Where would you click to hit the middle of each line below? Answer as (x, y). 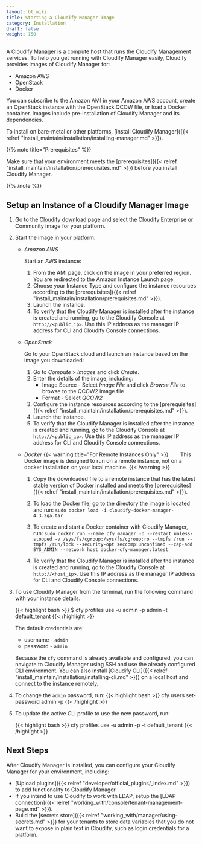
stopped (43, 539)
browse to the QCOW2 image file (83, 391)
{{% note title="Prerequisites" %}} (49, 150)
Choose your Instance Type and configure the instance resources (115, 285)
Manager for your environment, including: (58, 772)
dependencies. (25, 120)
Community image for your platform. (60, 226)
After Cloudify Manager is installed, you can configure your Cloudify (91, 765)
